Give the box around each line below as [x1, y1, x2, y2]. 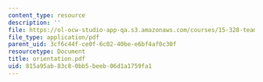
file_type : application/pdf [8, 33, 100, 41]
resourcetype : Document [8, 48, 86, 55]
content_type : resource [8, 11, 86, 20]
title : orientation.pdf [8, 55, 86, 63]
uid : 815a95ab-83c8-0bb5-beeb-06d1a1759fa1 [8, 62, 153, 70]
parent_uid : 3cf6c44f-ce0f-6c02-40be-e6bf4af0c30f [8, 41, 177, 48]
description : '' [8, 19, 61, 27]
